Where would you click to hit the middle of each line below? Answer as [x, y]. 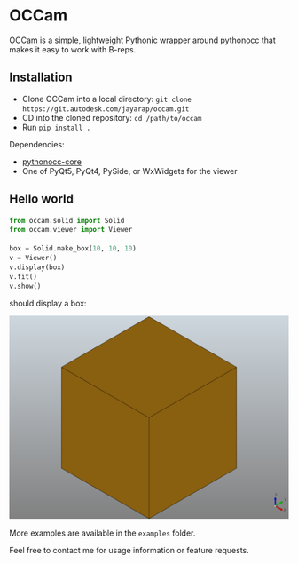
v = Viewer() [33, 258]
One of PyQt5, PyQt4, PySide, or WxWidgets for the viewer [129, 171]
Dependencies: [37, 144]
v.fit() [24, 276]
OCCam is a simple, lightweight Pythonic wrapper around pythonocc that [143, 40]
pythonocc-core [52, 162]
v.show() [25, 286]
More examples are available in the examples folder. [102, 533]
